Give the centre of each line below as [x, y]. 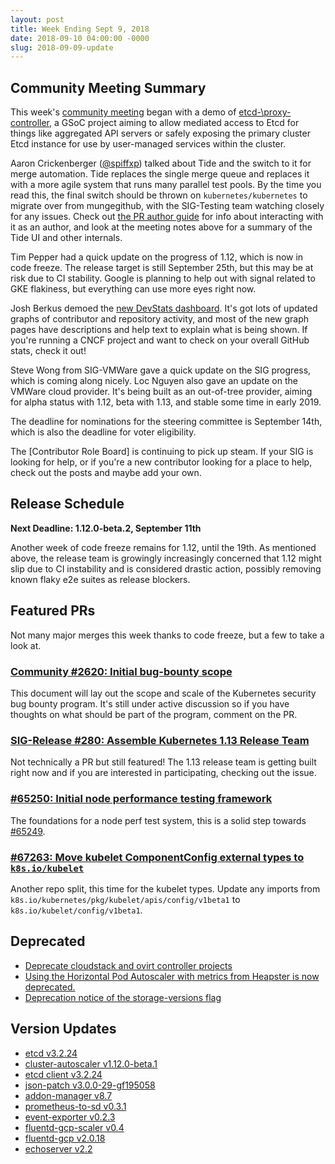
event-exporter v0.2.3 [70, 1117]
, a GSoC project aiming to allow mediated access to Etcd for [174, 123]
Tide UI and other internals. [66, 238]
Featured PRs [53, 611]
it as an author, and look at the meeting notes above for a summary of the [161, 227]
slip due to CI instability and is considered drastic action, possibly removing [166, 568]
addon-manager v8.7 [68, 1095]
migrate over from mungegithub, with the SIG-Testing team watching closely [167, 206]
